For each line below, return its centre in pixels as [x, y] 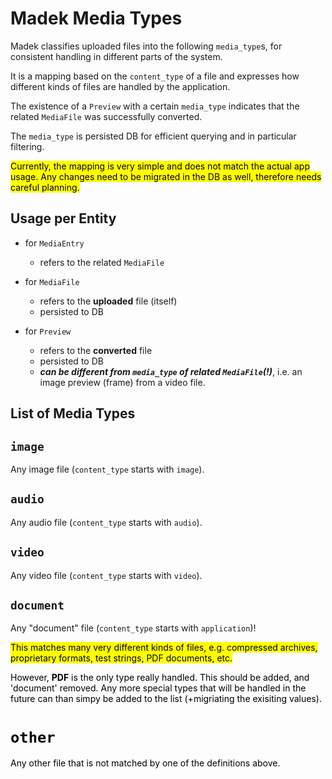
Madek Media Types [96, 18]
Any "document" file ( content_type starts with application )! [133, 628]
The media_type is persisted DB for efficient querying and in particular [153, 136]
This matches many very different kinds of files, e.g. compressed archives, [164, 648]
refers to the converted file [96, 350]
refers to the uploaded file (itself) [108, 301]
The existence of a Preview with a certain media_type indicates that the [155, 106]
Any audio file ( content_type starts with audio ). [106, 522]
